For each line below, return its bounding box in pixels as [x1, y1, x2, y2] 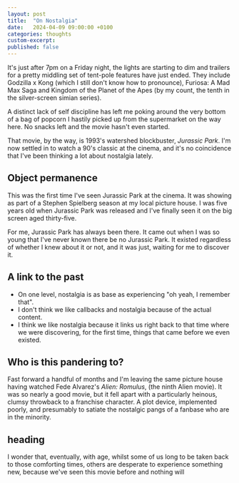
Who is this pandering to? [7, 356, 124, 368]
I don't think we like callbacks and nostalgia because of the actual [17, 305, 212, 314]
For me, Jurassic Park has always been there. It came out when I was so [7, 228, 220, 236]
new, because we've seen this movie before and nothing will [7, 468, 185, 477]
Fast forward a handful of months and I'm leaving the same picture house [7, 375, 223, 384]
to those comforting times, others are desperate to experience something [7, 460, 223, 469]
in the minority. [7, 413, 51, 422]
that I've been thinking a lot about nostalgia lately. [7, 151, 153, 160]
